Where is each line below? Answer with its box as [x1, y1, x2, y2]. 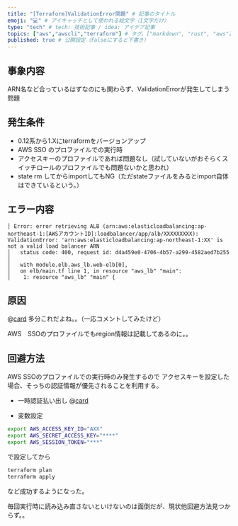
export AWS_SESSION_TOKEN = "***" [7, 438, 103, 446]
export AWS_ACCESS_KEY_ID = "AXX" [7, 425, 103, 433]
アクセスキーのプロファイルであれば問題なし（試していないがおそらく [17, 154, 222, 163]
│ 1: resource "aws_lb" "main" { [7, 273, 115, 280]
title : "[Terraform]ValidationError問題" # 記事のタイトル [7, 10, 176, 18]
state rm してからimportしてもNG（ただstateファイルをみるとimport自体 [17, 171, 229, 181]
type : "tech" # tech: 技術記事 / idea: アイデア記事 [7, 23, 156, 30]
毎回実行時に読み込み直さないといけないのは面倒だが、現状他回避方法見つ [7, 502, 225, 510]
